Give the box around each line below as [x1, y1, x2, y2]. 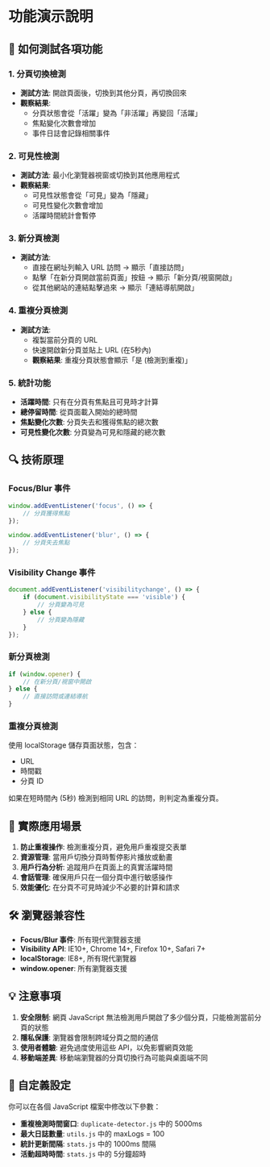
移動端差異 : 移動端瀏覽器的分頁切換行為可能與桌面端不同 [19, 1052, 208, 1062]
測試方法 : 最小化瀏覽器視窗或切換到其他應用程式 [19, 170, 180, 180]
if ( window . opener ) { [8, 670, 81, 678]
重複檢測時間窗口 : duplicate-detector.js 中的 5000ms [19, 1119, 203, 1128]
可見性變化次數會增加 [31, 201, 103, 210]
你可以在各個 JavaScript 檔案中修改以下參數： [8, 1102, 161, 1111]
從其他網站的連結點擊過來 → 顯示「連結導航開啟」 [31, 283, 199, 293]
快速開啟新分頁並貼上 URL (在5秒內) [31, 344, 152, 355]
